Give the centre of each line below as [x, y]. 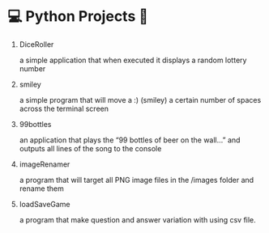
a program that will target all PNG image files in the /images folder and [137, 180]
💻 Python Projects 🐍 [78, 17]
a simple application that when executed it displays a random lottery [133, 60]
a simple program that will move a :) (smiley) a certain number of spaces [140, 100]
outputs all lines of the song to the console [90, 148]
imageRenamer [45, 164]
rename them [41, 189]
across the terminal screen [64, 108]
